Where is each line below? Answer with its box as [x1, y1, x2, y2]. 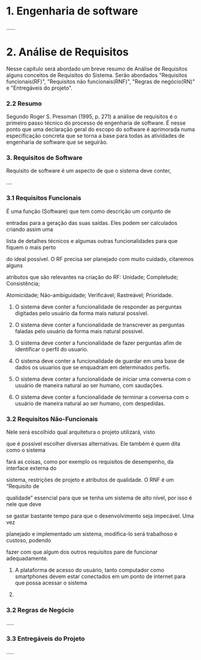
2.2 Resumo [6, 99, 42, 108]
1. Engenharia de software [6, 4, 139, 18]
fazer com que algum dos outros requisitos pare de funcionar [6, 549, 158, 556]
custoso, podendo [6, 537, 52, 544]
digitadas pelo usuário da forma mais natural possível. [14, 309, 149, 316]
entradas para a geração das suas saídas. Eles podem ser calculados [6, 219, 178, 226]
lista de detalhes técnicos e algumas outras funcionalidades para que [6, 237, 178, 244]
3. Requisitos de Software [6, 153, 83, 162]
